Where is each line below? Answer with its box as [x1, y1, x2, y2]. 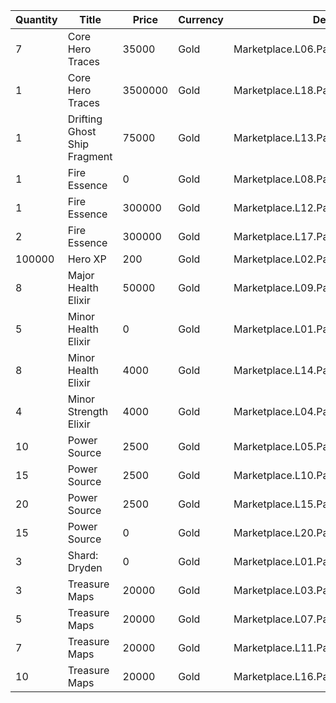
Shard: [67, 549, 99, 562]
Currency [178, 13, 224, 26]
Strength [67, 405, 109, 418]
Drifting [67, 112, 103, 126]
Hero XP [67, 252, 107, 266]
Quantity [15, 13, 58, 26]
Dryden [67, 561, 103, 574]
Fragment [67, 150, 113, 163]
